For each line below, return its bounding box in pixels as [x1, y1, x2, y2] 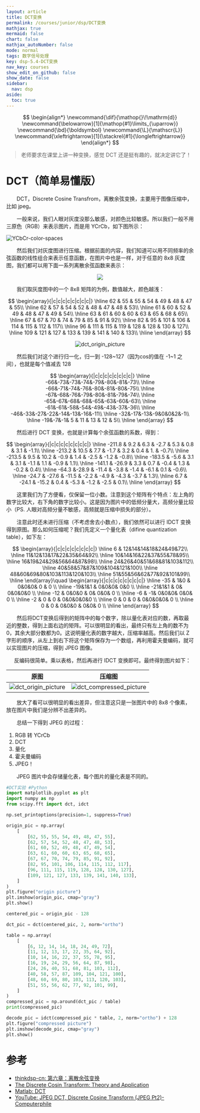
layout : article [6, 8, 46, 15]
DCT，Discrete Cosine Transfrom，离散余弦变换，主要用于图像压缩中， [17, 195, 192, 202]
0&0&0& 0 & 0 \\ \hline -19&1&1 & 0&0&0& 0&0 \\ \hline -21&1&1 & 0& [17, 583, 183, 590]
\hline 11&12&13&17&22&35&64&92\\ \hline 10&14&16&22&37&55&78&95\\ [11, 551, 189, 558]
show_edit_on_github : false [6, 70, 76, 76]
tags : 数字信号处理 [6, 53, 49, 59]
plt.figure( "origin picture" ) [6, 889, 82, 895]
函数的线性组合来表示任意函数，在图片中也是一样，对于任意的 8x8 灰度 [11, 254, 186, 261]
